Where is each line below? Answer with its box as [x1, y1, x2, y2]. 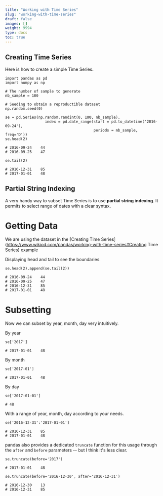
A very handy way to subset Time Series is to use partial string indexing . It [5, 197, 159, 203]
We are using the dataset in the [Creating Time [5, 236, 100, 242]
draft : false [5, 16, 32, 21]
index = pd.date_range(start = [44, 119, 110, 124]
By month [5, 357, 25, 363]
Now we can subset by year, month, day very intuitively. [5, 320, 119, 326]
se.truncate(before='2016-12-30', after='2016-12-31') [5, 474, 121, 479]
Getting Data [5, 220, 58, 231]
